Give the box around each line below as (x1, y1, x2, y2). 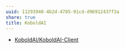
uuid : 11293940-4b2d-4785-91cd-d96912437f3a (5, 8, 120, 15)
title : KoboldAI (5, 20, 46, 26)
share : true (5, 14, 36, 20)
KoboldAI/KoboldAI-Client (14, 36, 79, 44)
